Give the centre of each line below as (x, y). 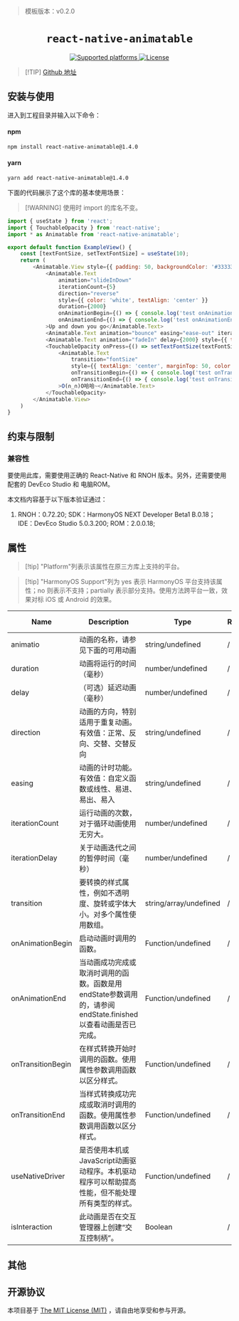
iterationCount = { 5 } (87, 287)
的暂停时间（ (101, 858)
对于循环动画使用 (108, 823)
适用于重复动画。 (108, 722)
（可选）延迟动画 (108, 687)
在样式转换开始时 (108, 1049)
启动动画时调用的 (108, 938)
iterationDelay (34, 858)
